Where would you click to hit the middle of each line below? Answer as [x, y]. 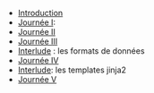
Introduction [40, 13]
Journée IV [38, 60]
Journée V [37, 79]
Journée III [38, 41]
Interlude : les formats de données [81, 51]
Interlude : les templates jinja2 [72, 70]
